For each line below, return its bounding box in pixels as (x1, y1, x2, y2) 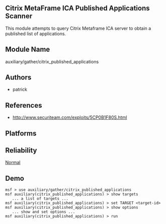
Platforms (5, 129, 37, 137)
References (5, 101, 42, 110)
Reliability (5, 146, 37, 155)
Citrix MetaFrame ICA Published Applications (5, 4, 150, 13)
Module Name (5, 45, 50, 54)
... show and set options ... (12, 209, 75, 214)
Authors (5, 73, 32, 82)
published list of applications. (5, 30, 66, 37)
